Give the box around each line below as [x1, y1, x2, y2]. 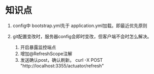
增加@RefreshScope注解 [20, 51, 73, 57]
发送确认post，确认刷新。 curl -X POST [20, 57, 103, 63]
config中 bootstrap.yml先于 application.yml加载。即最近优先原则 [12, 22, 147, 29]
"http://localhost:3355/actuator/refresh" [20, 62, 104, 69]
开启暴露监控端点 [20, 44, 56, 50]
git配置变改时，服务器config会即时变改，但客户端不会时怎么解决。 [12, 33, 152, 39]
